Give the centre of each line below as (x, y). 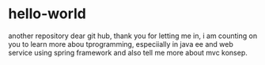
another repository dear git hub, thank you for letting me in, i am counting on (133, 36)
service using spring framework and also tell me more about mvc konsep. (128, 52)
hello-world (47, 14)
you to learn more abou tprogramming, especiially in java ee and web (121, 44)
